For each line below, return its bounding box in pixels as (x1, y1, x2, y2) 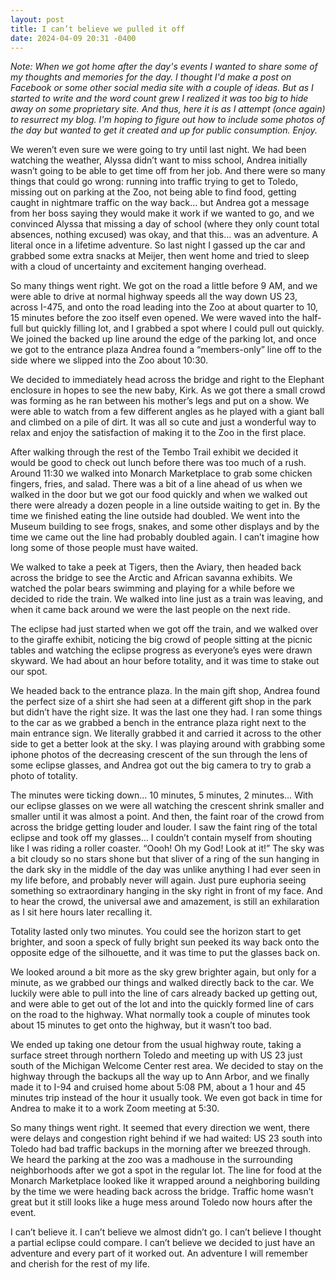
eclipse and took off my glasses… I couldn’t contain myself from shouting (10, 832, 313, 844)
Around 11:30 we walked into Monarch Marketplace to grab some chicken (10, 467, 313, 480)
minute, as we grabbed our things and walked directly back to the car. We (10, 977, 315, 989)
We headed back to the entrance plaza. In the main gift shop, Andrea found (10, 685, 321, 697)
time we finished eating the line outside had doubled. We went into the (10, 510, 301, 522)
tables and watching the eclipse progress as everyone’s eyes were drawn (10, 644, 313, 656)
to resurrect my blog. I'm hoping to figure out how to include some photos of (10, 114, 326, 126)
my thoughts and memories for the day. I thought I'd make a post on (10, 71, 292, 83)
